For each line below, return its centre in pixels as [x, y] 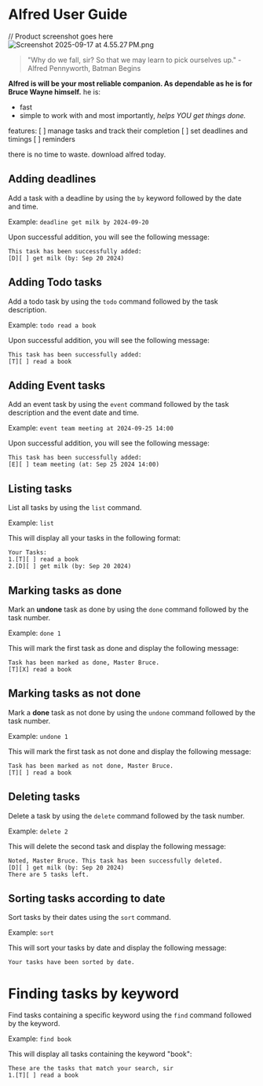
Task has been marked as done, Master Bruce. [84, 663]
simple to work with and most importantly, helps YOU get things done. [133, 115]
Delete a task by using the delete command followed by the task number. [126, 815]
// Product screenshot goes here [61, 36]
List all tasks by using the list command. [75, 508]
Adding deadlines [52, 179]
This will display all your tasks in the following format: [95, 538]
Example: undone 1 [38, 736]
